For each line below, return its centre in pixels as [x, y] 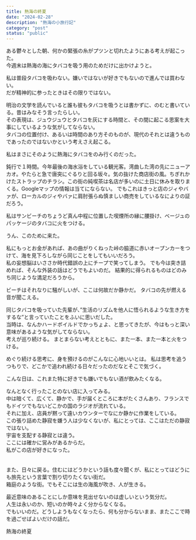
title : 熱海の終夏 [26, 11]
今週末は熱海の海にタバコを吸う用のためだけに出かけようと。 [80, 66]
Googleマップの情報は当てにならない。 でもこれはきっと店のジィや [102, 189]
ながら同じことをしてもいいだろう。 [95, 255]
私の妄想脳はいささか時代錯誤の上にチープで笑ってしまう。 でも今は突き [94, 263]
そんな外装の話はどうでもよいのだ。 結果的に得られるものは [99, 270]
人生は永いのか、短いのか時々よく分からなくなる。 [68, 504]
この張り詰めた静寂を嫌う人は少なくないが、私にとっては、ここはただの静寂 [98, 421]
